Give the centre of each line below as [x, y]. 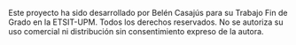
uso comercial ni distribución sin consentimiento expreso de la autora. [136, 31]
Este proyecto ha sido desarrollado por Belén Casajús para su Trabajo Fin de [148, 13]
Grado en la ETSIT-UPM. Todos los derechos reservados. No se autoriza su [146, 22]
